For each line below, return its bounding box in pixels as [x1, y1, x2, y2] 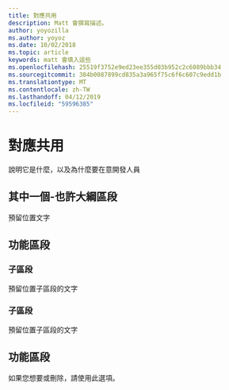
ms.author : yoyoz [8, 33, 66, 42]
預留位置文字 [8, 212, 50, 222]
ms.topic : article [8, 48, 69, 56]
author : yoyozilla [8, 26, 69, 34]
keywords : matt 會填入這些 [8, 56, 91, 64]
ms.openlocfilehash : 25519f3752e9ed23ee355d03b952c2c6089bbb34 [8, 64, 222, 71]
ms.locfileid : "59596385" [8, 100, 94, 108]
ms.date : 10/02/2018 [8, 41, 77, 49]
